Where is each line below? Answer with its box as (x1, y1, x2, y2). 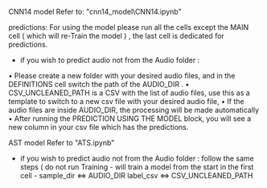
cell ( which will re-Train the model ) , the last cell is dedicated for (8, 31, 225, 40)
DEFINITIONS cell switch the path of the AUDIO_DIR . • (8, 80, 190, 89)
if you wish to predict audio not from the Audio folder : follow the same (19, 153, 255, 163)
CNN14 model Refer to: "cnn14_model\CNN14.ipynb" (8, 7, 183, 16)
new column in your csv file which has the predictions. (8, 123, 189, 132)
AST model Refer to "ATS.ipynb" (8, 138, 115, 148)
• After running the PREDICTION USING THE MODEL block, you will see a (8, 114, 252, 123)
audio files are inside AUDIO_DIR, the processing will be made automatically (8, 105, 260, 115)
